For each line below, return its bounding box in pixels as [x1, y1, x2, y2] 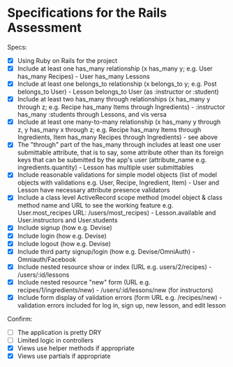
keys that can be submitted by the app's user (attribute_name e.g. [17, 156, 207, 164]
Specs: [7, 43, 28, 51]
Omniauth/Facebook [17, 255, 77, 264]
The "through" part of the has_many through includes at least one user [17, 141, 221, 149]
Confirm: [7, 315, 33, 323]
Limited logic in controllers [17, 336, 94, 344]
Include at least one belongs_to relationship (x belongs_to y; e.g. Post [17, 80, 217, 88]
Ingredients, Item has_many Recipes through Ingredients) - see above [17, 133, 218, 141]
